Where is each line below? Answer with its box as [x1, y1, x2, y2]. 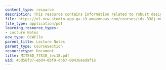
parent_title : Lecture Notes [5, 39, 65, 44]
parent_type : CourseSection [5, 44, 63, 49]
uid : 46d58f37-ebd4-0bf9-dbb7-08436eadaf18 [5, 58, 96, 63]
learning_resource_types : [5, 26, 58, 31]
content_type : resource [5, 7, 54, 12]
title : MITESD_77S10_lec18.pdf [5, 53, 70, 58]
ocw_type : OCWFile [5, 35, 43, 40]
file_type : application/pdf [5, 21, 63, 26]
